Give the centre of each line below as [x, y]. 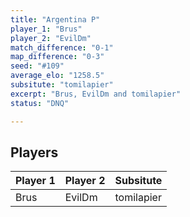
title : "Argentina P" [55, 19]
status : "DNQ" [40, 103]
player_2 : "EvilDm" [51, 38]
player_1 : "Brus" [46, 29]
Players [34, 152]
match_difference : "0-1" [62, 47]
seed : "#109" [37, 66]
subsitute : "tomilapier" [62, 85]
